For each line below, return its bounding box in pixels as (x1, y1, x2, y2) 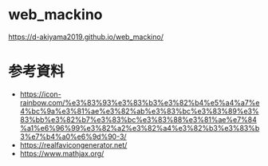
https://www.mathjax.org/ (19, 148, 104, 158)
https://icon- (19, 89, 61, 99)
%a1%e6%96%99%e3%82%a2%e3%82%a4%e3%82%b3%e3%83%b (19, 123, 260, 132)
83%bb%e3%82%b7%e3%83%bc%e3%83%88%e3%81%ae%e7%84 (19, 114, 258, 125)
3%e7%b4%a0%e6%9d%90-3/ (19, 132, 127, 141)
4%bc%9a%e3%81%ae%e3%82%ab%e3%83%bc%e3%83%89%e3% (19, 106, 259, 116)
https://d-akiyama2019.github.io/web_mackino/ (8, 32, 164, 41)
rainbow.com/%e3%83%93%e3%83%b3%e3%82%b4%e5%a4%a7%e (19, 97, 260, 107)
